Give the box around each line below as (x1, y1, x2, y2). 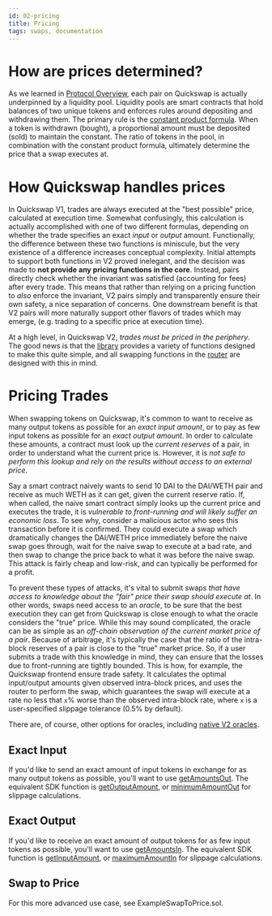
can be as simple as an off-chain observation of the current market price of (8, 626, 261, 636)
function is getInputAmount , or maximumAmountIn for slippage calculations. (8, 853, 263, 862)
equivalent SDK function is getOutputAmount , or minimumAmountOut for (8, 782, 251, 792)
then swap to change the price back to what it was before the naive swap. (8, 550, 255, 560)
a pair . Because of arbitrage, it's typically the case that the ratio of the (8, 635, 243, 645)
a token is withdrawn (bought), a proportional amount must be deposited (8, 123, 251, 133)
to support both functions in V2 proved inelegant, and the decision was (8, 257, 245, 266)
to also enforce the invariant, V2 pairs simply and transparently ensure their (8, 291, 261, 300)
